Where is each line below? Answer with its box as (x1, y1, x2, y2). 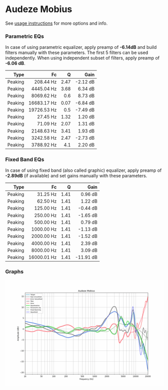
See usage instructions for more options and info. (5, 20, 108, 26)
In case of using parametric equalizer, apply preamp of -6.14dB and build (5, 44, 157, 50)
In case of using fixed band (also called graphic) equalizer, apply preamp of (5, 167, 162, 173)
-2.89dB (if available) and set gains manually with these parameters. (5, 173, 147, 179)
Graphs (5, 268, 24, 275)
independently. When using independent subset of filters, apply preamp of (5, 55, 160, 61)
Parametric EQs (5, 33, 44, 40)
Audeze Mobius (5, 4, 72, 15)
